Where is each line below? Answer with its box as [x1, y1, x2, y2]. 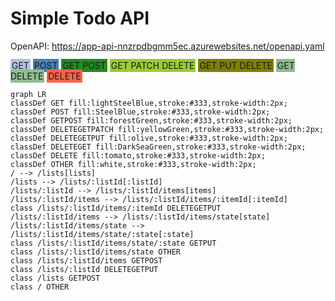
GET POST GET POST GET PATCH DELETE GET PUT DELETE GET [11, 59, 295, 71]
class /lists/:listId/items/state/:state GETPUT [10, 238, 217, 248]
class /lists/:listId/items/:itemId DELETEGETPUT [10, 203, 222, 213]
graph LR [10, 89, 47, 99]
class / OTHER [10, 282, 70, 292]
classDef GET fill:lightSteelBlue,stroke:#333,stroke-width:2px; [10, 98, 288, 108]
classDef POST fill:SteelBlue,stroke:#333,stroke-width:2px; [10, 107, 271, 117]
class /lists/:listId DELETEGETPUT [10, 264, 159, 274]
